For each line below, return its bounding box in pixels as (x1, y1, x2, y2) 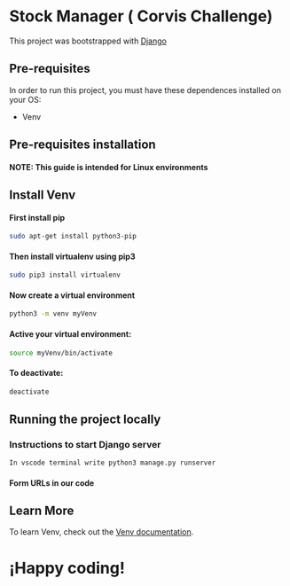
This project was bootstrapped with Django (9, 35, 167, 46)
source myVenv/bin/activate (9, 348, 114, 357)
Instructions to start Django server (9, 438, 161, 450)
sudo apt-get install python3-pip (9, 232, 137, 241)
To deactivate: (9, 368, 64, 379)
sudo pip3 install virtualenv (9, 270, 121, 280)
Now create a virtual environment (9, 290, 136, 301)
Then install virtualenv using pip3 (9, 251, 136, 262)
